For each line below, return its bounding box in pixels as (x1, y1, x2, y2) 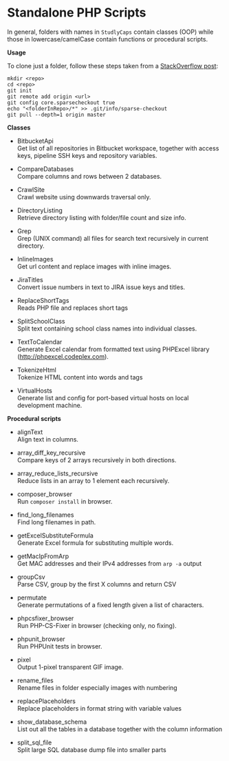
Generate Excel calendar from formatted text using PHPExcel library (17, 345, 210, 353)
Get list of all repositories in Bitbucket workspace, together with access (17, 144, 219, 152)
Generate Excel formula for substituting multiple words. (17, 538, 174, 546)
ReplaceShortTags (17, 296, 69, 304)
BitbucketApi (17, 137, 54, 145)
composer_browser (17, 490, 73, 498)
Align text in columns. (17, 435, 79, 443)
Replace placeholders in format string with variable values (17, 704, 182, 712)
